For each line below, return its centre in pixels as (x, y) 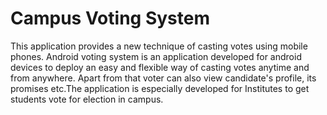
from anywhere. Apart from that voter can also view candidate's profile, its (163, 78)
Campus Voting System (110, 18)
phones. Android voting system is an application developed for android (156, 56)
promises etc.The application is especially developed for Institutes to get (160, 88)
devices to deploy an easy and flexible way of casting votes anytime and (160, 67)
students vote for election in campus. (87, 99)
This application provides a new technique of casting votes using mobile (159, 46)
